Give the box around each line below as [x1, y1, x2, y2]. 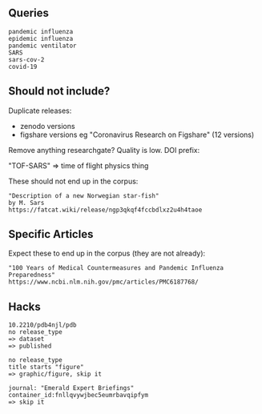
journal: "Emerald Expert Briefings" [8, 384, 135, 392]
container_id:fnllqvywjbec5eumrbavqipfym [8, 392, 149, 400]
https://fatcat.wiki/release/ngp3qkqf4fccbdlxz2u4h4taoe [8, 206, 203, 214]
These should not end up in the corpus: [8, 176, 139, 186]
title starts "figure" [8, 364, 84, 372]
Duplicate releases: [8, 106, 72, 115]
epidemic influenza [8, 34, 74, 42]
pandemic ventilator [8, 42, 78, 50]
